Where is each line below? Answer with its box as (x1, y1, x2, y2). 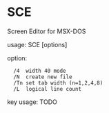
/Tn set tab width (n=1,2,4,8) (13, 79, 103, 87)
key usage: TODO (7, 98, 57, 106)
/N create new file (13, 73, 72, 80)
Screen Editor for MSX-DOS (7, 27, 86, 35)
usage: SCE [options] (7, 40, 68, 49)
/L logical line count (13, 85, 81, 92)
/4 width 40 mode (13, 67, 67, 74)
